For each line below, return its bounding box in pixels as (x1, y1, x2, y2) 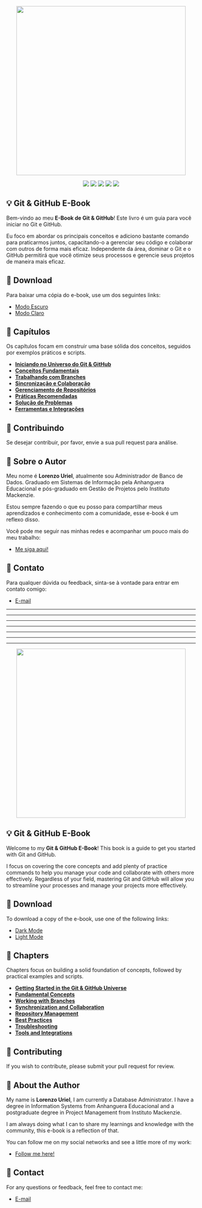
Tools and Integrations (14, 1029, 73, 1037)
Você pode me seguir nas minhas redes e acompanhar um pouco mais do (6, 528, 189, 535)
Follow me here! (14, 1150, 55, 1157)
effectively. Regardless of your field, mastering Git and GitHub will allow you (6, 875, 194, 883)
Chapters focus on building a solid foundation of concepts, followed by (6, 966, 182, 974)
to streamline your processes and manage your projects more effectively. (6, 881, 188, 889)
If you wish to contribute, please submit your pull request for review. (6, 1062, 175, 1070)
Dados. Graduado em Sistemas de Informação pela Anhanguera (6, 479, 164, 486)
